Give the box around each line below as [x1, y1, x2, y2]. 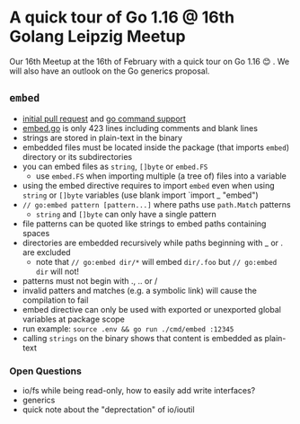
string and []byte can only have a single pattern [35, 208, 217, 219]
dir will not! [35, 266, 79, 277]
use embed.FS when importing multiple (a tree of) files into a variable [35, 170, 287, 181]
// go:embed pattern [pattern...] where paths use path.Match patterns [22, 199, 291, 209]
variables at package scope [22, 314, 126, 324]
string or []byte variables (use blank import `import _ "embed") [22, 190, 259, 200]
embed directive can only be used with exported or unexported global [22, 304, 281, 314]
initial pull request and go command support [22, 113, 187, 124]
